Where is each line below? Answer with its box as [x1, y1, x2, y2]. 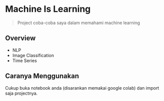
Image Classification [12, 52, 55, 58]
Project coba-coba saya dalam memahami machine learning [17, 20, 140, 26]
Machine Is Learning [5, 3, 91, 15]
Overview [5, 34, 36, 42]
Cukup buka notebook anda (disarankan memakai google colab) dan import [5, 85, 160, 91]
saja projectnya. [5, 90, 38, 96]
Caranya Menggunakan [5, 72, 79, 80]
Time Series [12, 58, 37, 64]
